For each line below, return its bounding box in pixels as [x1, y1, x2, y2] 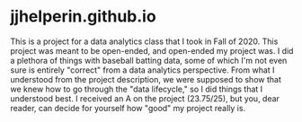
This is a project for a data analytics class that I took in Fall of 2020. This [10, 36, 279, 47]
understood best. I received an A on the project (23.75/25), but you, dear [10, 92, 280, 104]
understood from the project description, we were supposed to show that [10, 74, 281, 84]
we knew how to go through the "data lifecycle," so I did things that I [10, 83, 263, 94]
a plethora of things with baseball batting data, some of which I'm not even [10, 55, 288, 65]
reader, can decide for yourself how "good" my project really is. [10, 102, 246, 113]
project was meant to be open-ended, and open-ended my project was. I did [10, 45, 294, 56]
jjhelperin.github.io [10, 6, 156, 27]
